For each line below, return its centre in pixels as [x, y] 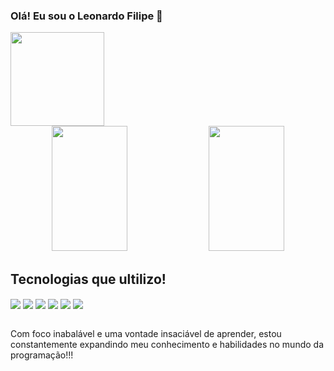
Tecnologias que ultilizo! [88, 279]
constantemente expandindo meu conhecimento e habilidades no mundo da [167, 345]
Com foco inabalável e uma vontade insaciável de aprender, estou [146, 334]
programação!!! [42, 355]
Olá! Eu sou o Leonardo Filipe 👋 [86, 16]
